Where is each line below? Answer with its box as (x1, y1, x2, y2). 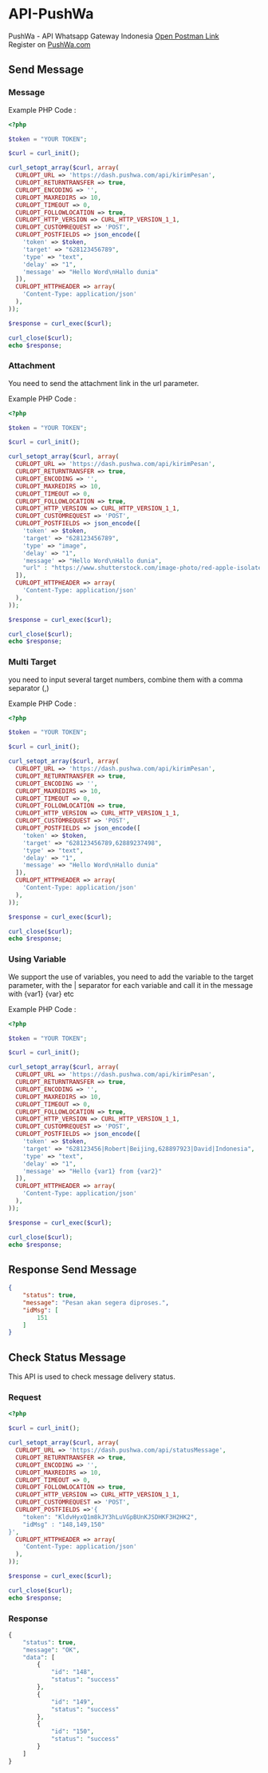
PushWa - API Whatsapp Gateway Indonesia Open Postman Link (8, 31, 219, 41)
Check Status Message (8, 1350, 126, 1364)
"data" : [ (22, 1653, 56, 1661)
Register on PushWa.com (8, 39, 91, 49)
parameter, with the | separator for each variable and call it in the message (8, 980, 254, 990)
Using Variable (8, 954, 66, 965)
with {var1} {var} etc (8, 989, 74, 998)
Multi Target (8, 656, 57, 667)
